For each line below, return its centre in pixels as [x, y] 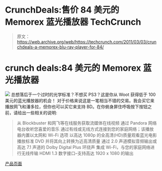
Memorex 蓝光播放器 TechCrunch [73, 22]
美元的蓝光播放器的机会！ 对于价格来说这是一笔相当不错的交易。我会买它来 [80, 100]
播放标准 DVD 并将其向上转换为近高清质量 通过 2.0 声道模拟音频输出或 [87, 141]
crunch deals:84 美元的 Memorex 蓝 [78, 68]
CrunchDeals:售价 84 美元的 [62, 10]
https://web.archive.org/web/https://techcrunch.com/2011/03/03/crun [87, 42]
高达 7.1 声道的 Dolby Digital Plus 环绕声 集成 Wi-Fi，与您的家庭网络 [84, 147]
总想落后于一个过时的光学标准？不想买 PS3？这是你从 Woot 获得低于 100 [83, 94]
